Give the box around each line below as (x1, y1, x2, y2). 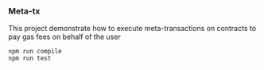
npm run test (8, 54, 52, 63)
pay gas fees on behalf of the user (8, 32, 121, 41)
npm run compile (8, 48, 62, 56)
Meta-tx (8, 6, 41, 17)
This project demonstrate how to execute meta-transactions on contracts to (8, 24, 257, 33)
